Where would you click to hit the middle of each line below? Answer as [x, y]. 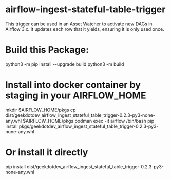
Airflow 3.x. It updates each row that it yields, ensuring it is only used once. [85, 29]
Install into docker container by [73, 85]
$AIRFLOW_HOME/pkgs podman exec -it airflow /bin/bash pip [89, 121]
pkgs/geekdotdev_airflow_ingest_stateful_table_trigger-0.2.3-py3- [89, 126]
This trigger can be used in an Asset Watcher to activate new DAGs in [79, 24]
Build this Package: [47, 50]
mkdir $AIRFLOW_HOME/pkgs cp [41, 110]
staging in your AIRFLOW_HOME [76, 96]
